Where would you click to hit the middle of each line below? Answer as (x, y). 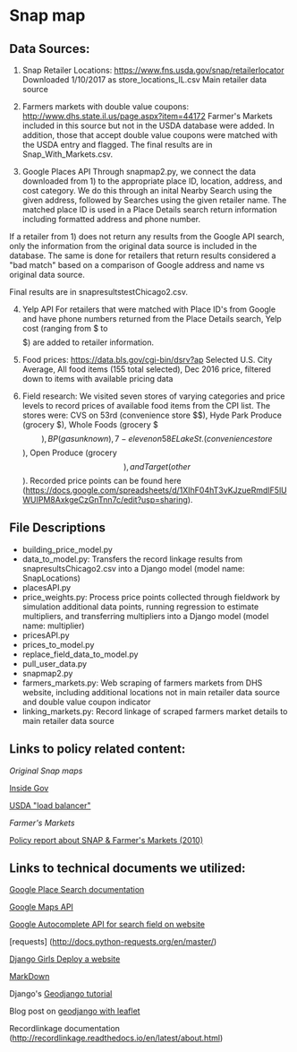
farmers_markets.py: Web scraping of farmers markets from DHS (142, 683)
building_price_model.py (68, 549)
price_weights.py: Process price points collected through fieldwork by (151, 597)
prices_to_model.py (58, 644)
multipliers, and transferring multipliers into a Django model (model (145, 616)
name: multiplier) (53, 625)
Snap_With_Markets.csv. (68, 154)
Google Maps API (42, 907)
